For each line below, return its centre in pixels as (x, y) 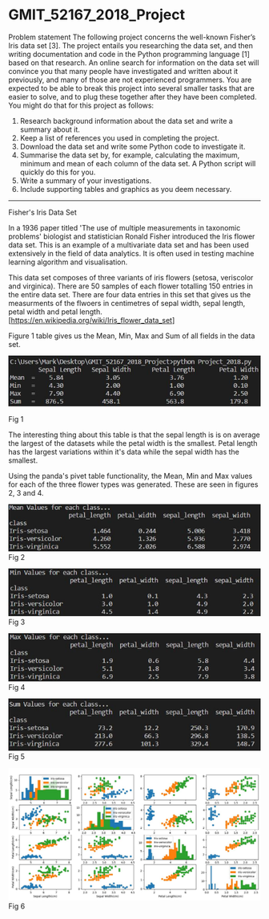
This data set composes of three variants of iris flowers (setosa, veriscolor (131, 277)
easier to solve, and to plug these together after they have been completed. (133, 96)
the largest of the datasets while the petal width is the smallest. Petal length (133, 443)
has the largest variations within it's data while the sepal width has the (124, 451)
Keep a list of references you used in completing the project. (120, 137)
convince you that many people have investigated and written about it (123, 71)
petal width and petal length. (55, 312)
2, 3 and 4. (26, 492)
